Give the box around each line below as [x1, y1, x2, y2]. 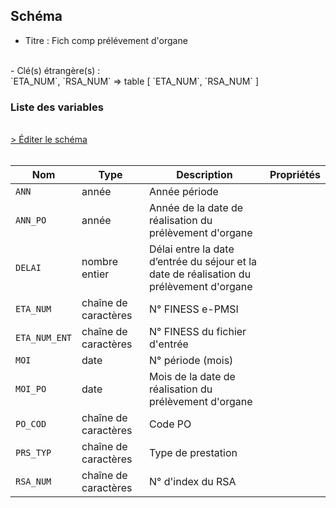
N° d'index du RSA [149, 475, 237, 489]
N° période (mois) [149, 354, 234, 368]
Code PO [149, 417, 192, 431]
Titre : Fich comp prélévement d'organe [24, 34, 188, 46]
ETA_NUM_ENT [15, 332, 73, 344]
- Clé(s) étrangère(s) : [10, 64, 101, 76]
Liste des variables [10, 100, 104, 114]
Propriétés [269, 168, 321, 182]
